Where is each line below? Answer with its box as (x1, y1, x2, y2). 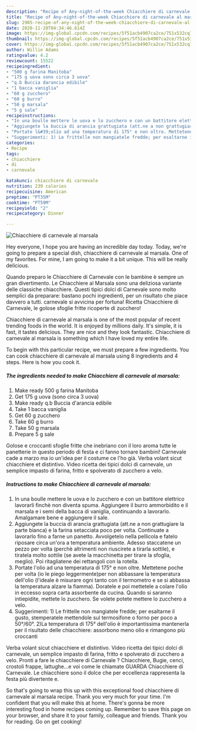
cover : (6, 42, 22, 48)
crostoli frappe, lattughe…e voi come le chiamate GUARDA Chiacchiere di (6, 663, 184, 670)
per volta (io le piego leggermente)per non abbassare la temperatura (14, 570, 181, 578)
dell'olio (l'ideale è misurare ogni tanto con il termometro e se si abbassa (14, 577, 191, 584)
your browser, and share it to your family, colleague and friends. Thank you (6, 712, 188, 719)
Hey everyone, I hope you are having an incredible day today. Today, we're (6, 243, 186, 251)
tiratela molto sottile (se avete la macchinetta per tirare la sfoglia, (14, 552, 171, 559)
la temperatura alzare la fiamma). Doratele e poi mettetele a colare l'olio (14, 583, 188, 590)
